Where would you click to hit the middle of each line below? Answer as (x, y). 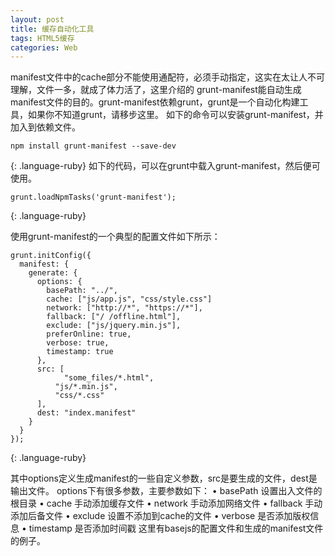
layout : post (37, 19)
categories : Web (44, 47)
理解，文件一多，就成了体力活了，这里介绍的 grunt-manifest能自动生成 (156, 90)
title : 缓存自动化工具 (52, 29)
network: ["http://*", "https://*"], (124, 308)
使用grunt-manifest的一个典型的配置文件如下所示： (115, 237)
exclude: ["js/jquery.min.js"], (114, 326)
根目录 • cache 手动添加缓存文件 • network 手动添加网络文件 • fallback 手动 (166, 503)
